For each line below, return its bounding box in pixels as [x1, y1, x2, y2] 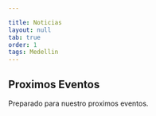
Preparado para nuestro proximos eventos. [8, 99, 149, 108]
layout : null [8, 25, 52, 34]
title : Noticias [8, 18, 62, 26]
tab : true [8, 33, 41, 41]
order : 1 [8, 41, 37, 48]
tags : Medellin [8, 48, 59, 56]
